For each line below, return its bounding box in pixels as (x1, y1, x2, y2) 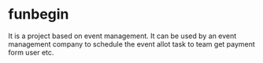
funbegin (8, 5, 69, 23)
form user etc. (8, 47, 54, 57)
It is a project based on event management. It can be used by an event (8, 31, 237, 40)
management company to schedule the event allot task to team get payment (8, 39, 256, 48)
